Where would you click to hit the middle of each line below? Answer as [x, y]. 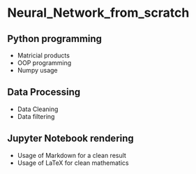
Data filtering [36, 116]
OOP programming [44, 63]
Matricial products [43, 55]
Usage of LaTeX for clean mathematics [73, 163]
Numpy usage [37, 70]
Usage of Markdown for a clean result [72, 155]
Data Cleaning [38, 109]
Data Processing [44, 92]
